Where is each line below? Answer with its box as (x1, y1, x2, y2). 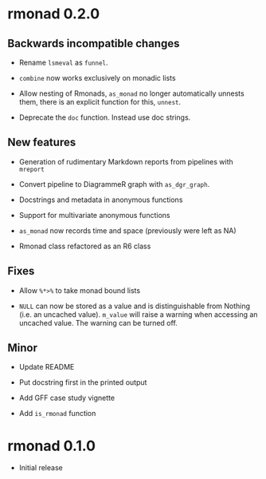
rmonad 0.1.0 (7, 437, 96, 455)
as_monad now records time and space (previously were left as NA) (18, 225, 237, 236)
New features (7, 136, 76, 149)
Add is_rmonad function (18, 409, 96, 418)
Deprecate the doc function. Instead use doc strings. (18, 113, 191, 122)
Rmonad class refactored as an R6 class (18, 241, 151, 251)
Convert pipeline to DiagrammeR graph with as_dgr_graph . (18, 179, 210, 188)
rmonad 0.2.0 (7, 5, 100, 23)
